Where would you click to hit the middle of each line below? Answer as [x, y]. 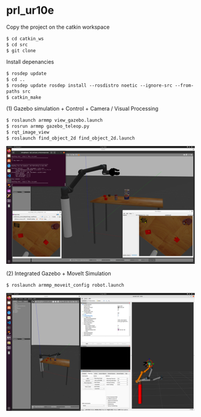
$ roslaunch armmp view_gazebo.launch [54, 120]
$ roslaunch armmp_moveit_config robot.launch [65, 285]
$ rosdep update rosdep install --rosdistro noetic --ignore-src [89, 85]
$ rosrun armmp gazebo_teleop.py [48, 126]
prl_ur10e [30, 10]
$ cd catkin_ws [25, 39]
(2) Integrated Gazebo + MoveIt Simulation [59, 273]
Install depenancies [30, 62]
